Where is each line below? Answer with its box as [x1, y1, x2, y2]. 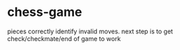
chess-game [7, 4, 82, 20]
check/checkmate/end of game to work [7, 34, 121, 42]
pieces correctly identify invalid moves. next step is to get [7, 27, 173, 35]
